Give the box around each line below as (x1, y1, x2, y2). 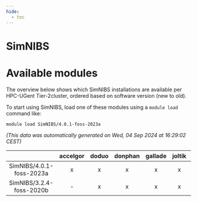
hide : (6, 8, 19, 15)
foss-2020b (13, 186, 49, 194)
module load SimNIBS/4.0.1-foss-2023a (6, 121, 101, 127)
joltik (172, 151, 186, 160)
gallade (145, 151, 167, 160)
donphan (114, 151, 140, 160)
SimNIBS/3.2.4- (9, 178, 54, 187)
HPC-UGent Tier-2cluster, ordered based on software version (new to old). (6, 92, 186, 99)
